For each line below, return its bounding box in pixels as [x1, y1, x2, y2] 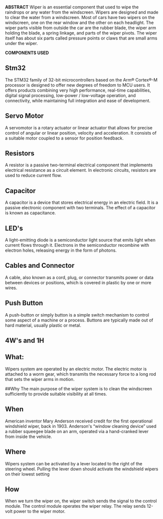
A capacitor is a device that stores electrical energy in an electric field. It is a [5, 200, 158, 205]
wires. [5, 285, 18, 291]
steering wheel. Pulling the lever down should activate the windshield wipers [5, 466, 159, 472]
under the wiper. [5, 40, 38, 46]
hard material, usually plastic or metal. [5, 322, 81, 328]
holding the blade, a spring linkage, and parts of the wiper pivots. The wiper [5, 30, 157, 36]
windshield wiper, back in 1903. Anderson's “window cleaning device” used [5, 423, 157, 429]
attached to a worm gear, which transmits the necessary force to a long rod [5, 371, 156, 377]
